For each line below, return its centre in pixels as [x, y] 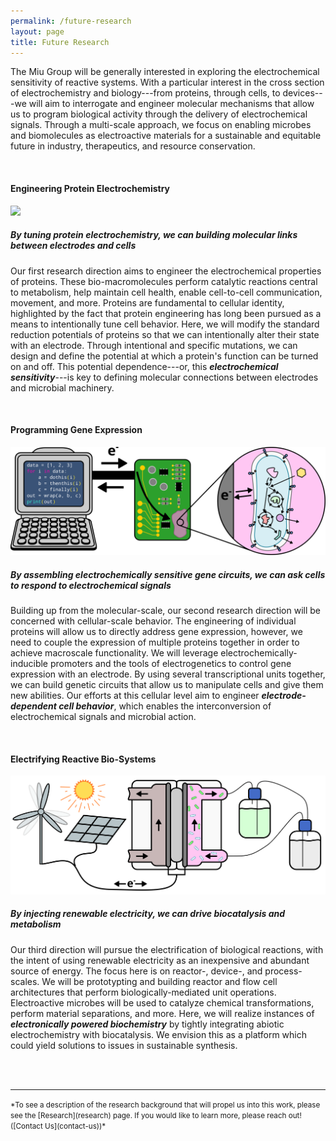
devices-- [302, 93]
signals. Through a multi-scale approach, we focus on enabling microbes [161, 125]
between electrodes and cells [73, 246]
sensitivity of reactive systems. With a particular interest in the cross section [167, 82]
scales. [25, 981]
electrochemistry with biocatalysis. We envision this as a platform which [158, 1034]
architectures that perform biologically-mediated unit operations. [143, 992]
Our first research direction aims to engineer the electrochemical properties [166, 271]
